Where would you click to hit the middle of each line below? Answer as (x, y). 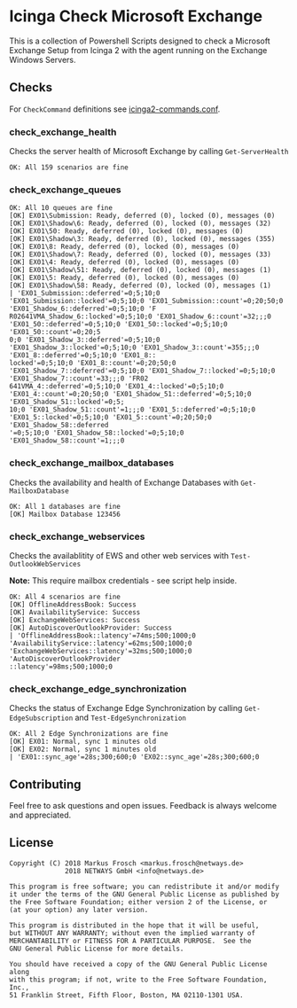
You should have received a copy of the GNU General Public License (138, 964)
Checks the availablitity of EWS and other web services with (119, 555)
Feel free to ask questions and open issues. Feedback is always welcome (143, 806)
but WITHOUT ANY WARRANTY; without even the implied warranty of (132, 933)
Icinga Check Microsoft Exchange (136, 16)
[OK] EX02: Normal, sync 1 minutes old (83, 750)
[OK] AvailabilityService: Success (75, 612)
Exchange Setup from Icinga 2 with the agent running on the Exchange (138, 50)
